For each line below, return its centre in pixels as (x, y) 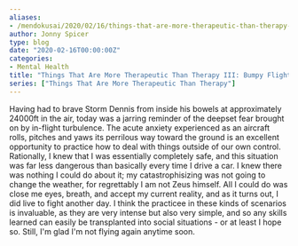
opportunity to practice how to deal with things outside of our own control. (145, 147)
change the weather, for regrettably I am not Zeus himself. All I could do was (149, 184)
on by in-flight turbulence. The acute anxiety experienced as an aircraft (140, 127)
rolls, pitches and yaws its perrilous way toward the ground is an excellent (144, 137)
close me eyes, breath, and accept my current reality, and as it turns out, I (144, 194)
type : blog (29, 42)
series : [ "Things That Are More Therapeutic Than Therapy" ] (123, 83)
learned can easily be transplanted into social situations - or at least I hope (145, 222)
